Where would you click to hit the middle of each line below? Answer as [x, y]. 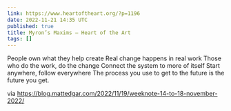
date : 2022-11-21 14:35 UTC [48, 20]
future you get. [28, 80]
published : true [30, 26]
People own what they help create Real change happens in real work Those [114, 58]
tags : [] [20, 39]
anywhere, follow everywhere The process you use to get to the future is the [116, 73]
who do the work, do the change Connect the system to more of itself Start [114, 66]
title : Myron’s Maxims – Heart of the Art [69, 33]
